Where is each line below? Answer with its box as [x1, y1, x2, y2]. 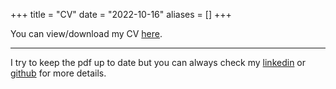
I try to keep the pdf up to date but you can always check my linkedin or [10, 57, 307, 68]
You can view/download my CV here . [10, 28, 163, 39]
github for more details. [10, 67, 107, 79]
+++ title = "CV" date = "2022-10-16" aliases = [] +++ [10, 9, 232, 20]
